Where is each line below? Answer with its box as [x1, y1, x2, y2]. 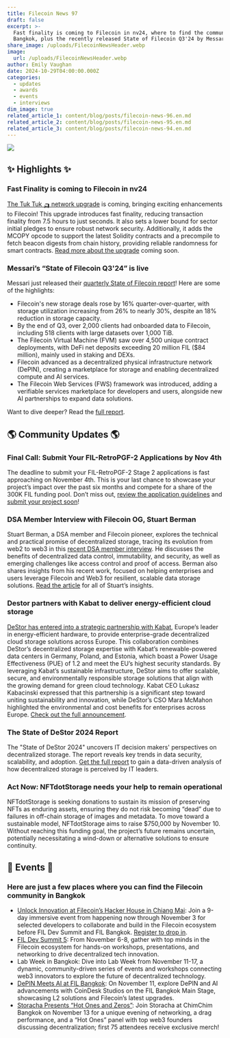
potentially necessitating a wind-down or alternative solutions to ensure [7, 834, 209, 842]
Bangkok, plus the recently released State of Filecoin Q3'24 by [13, 36, 204, 43]
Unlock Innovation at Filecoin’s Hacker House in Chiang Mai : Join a [16, 906, 206, 914]
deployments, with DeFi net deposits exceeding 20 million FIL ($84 [16, 343, 206, 352]
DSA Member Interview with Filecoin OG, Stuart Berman [7, 515, 196, 524]
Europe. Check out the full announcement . [7, 710, 127, 719]
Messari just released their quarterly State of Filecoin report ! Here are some [7, 279, 220, 287]
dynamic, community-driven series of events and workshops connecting [16, 964, 222, 973]
